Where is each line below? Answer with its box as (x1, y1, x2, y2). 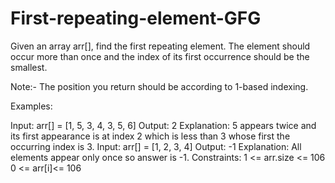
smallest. (10, 61, 48, 73)
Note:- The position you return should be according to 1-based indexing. (10, 80, 309, 92)
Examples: (10, 100, 53, 112)
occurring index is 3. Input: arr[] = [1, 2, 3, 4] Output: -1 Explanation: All (10, 140, 302, 152)
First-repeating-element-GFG (10, 7, 262, 30)
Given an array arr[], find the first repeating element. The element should (10, 40, 311, 52)
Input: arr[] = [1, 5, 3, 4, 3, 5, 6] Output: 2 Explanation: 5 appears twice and (10, 119, 317, 131)
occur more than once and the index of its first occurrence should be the (10, 50, 310, 62)
